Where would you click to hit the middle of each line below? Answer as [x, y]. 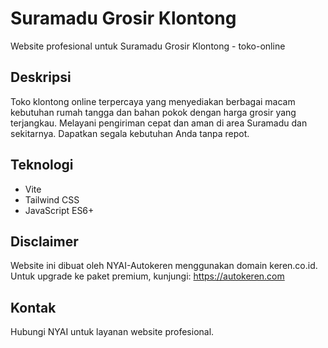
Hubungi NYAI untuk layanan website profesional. [112, 332]
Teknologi [42, 165]
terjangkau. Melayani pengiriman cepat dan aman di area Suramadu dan [159, 123]
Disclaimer [44, 241]
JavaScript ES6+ [59, 210]
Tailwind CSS [52, 199]
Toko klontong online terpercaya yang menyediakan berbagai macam [153, 101]
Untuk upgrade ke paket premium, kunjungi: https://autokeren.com [147, 276]
